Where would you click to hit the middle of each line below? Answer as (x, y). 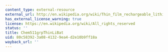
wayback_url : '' (22, 42)
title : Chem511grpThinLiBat (34, 33)
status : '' (16, 28)
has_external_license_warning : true (43, 19)
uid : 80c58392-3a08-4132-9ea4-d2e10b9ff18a (51, 38)
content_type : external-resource (40, 10)
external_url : (20, 14)
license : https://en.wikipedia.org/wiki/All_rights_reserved (70, 24)
